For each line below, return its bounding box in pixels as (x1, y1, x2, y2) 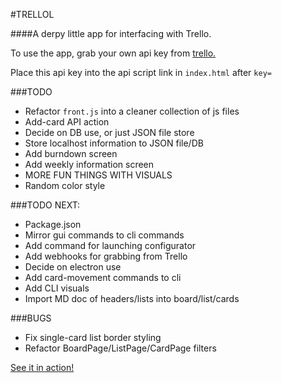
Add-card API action (24, 116, 110, 128)
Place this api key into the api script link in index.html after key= (10, 67, 272, 78)
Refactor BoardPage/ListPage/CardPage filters (24, 342, 217, 354)
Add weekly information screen (24, 159, 155, 170)
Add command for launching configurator (24, 240, 197, 251)
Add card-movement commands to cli (24, 272, 182, 283)
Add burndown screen (24, 148, 118, 159)
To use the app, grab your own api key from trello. (10, 47, 217, 59)
